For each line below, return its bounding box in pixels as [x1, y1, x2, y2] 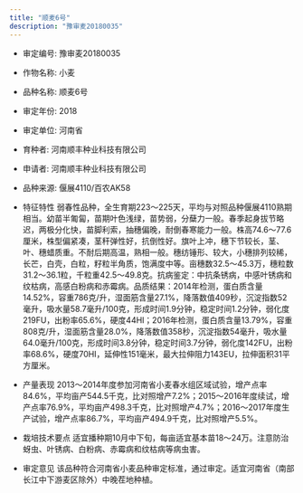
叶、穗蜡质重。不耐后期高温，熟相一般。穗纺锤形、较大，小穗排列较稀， [22, 246, 292, 258]
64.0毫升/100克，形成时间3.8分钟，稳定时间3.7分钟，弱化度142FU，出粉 [22, 337, 293, 348]
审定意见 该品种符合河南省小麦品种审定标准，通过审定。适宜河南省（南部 [22, 462, 295, 473]
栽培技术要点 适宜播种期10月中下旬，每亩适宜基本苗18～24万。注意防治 [22, 431, 289, 443]
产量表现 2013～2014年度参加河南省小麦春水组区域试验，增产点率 [22, 379, 268, 390]
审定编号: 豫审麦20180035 [22, 47, 121, 59]
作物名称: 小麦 [22, 67, 75, 78]
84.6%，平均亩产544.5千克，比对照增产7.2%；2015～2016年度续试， [22, 390, 282, 401]
